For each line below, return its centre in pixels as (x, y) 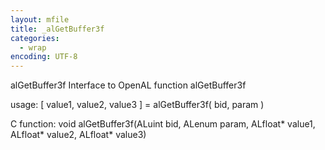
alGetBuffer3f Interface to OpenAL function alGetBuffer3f (128, 85)
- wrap (33, 47)
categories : (35, 38)
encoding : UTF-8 (44, 57)
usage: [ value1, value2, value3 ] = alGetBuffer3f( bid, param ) (137, 105)
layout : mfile (40, 19)
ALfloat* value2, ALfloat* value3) (78, 135)
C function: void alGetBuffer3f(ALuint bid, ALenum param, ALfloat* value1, (163, 124)
